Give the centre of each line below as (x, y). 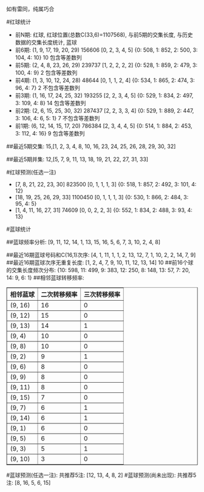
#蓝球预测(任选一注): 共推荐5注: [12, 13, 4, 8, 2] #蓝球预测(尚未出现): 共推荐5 (101, 475)
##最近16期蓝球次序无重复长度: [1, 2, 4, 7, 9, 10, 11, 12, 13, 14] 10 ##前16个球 (100, 262)
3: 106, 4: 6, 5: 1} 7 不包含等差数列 (57, 118)
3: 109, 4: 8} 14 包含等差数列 (50, 103)
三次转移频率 (102, 295)
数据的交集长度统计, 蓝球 (46, 42)
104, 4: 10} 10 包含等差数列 (48, 57)
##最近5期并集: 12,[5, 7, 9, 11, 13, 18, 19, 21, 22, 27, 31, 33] (77, 159)
